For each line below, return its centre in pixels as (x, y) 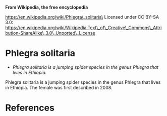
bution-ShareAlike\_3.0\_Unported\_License (50, 33)
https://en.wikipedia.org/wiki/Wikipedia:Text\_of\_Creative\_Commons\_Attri (83, 28)
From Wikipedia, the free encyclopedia (47, 7)
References (30, 108)
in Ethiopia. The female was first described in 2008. (59, 87)
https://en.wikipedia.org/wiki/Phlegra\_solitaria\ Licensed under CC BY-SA (82, 17)
